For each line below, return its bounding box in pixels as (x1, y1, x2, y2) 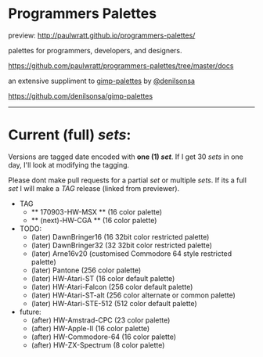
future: (19, 307, 41, 316)
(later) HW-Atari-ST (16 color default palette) (31, 273, 175, 283)
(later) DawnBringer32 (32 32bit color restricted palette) (31, 240, 213, 250)
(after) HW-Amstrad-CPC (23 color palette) (31, 315, 171, 325)
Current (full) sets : (8, 126, 131, 144)
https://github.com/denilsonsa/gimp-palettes (8, 91, 153, 100)
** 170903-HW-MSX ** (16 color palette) (31, 207, 163, 216)
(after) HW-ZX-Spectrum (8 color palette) (31, 340, 165, 349)
